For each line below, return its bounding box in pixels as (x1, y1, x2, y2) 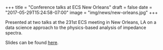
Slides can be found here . (5, 39, 59, 45)
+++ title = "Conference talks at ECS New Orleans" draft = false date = (5, 4, 152, 10)
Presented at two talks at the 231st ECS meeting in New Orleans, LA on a (5, 19, 156, 25)
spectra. (5, 30, 23, 35)
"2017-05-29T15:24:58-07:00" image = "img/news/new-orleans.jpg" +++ (5, 9, 158, 15)
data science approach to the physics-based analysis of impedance (5, 24, 146, 30)
